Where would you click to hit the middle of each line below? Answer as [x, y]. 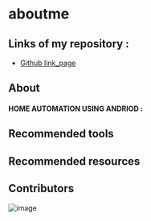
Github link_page [48, 63]
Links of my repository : [69, 44]
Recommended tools [61, 134]
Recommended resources [74, 161]
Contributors [41, 188]
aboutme [39, 14]
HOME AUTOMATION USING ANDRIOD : [75, 108]
